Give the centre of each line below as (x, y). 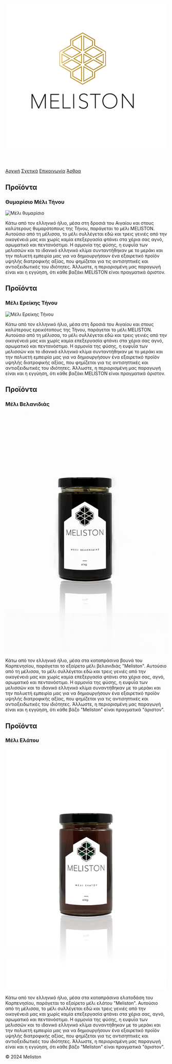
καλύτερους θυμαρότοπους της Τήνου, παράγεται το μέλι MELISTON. (80, 228)
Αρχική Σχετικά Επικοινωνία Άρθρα (43, 171)
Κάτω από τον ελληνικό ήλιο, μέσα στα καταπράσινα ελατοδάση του (79, 997)
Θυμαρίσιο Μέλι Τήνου (35, 202)
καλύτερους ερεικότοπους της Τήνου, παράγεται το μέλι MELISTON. (79, 330)
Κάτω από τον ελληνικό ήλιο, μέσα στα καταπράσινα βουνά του (74, 661)
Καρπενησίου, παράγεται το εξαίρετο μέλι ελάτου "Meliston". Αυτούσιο (82, 1003)
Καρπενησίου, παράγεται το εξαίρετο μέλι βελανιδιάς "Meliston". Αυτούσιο (86, 666)
